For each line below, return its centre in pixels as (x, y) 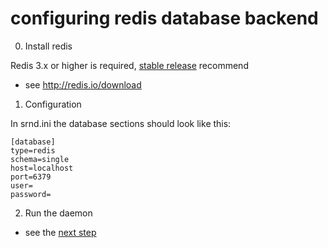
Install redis (48, 46)
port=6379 (31, 177)
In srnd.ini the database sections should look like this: (121, 123)
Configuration (53, 104)
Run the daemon (58, 213)
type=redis (33, 150)
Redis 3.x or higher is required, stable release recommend (129, 65)
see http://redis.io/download (83, 84)
